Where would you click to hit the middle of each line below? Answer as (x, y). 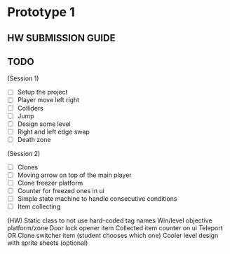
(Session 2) (24, 153)
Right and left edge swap (53, 132)
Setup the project (42, 92)
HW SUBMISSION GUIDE (61, 38)
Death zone (34, 139)
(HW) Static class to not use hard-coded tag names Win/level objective (110, 220)
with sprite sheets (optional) (48, 243)
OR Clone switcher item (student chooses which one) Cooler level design (113, 236)
